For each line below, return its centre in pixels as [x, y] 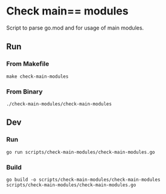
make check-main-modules [37, 77]
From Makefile [28, 64]
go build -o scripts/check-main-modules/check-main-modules [84, 180]
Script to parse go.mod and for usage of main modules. [75, 28]
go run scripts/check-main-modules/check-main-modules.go [81, 152]
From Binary [25, 92]
